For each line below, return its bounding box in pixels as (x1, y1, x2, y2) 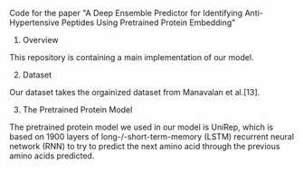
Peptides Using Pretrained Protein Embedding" (61, 17, 236, 28)
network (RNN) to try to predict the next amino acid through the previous (9, 141, 280, 151)
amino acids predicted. (9, 150, 95, 161)
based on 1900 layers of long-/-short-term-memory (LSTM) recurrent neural (9, 131, 295, 142)
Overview (22, 35, 59, 45)
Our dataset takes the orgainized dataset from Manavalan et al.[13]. (9, 87, 260, 97)
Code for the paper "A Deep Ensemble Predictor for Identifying (9, 8, 243, 18)
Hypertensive (9, 17, 60, 28)
